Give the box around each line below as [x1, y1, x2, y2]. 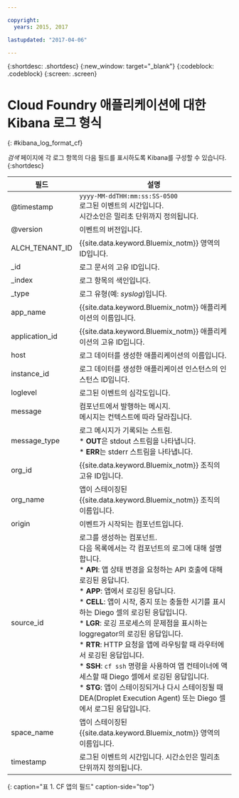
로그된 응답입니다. [94, 704, 151, 714]
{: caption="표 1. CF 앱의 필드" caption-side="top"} [7, 782, 155, 791]
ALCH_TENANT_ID [11, 243, 73, 253]
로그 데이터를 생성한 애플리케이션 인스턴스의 [79, 364, 218, 374]
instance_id [11, 369, 50, 379]
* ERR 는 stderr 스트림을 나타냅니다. [79, 447, 193, 457]
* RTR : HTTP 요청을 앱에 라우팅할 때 [79, 640, 196, 650]
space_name [11, 727, 54, 737]
